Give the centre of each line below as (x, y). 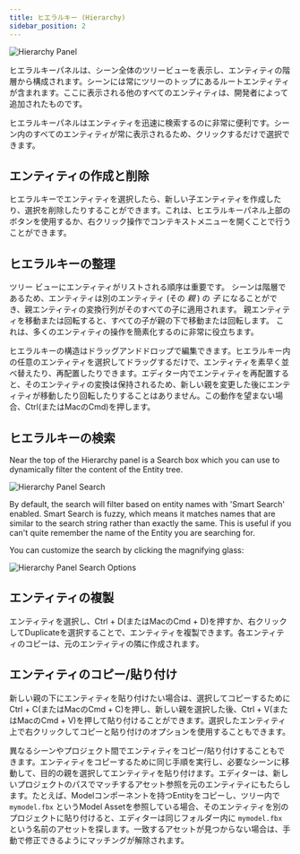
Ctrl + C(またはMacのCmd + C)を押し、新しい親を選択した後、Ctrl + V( (141, 709)
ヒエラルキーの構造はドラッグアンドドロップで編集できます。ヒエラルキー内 (150, 351)
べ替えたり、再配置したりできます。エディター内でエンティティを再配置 (141, 374)
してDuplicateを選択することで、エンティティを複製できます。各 (128, 632)
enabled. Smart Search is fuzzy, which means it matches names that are (142, 513)
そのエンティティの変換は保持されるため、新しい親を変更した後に (146, 384)
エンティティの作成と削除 (79, 176)
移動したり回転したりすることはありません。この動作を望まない (158, 396)
